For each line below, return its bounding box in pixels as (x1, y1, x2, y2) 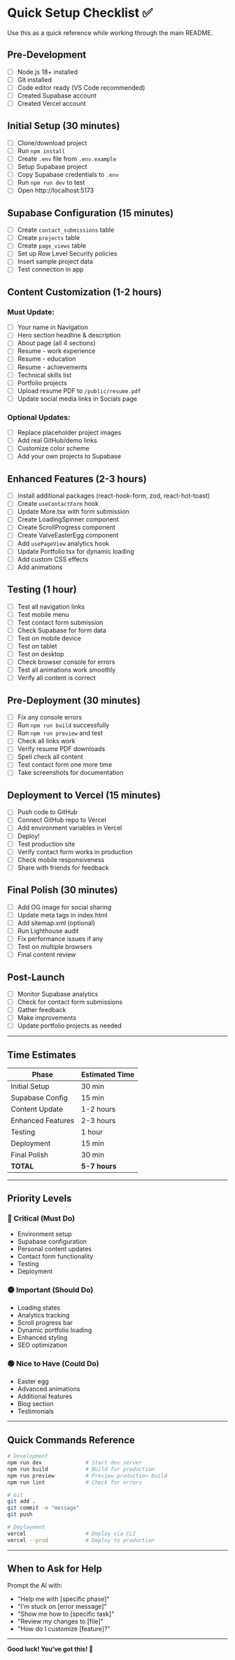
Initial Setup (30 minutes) (7, 120, 120, 132)
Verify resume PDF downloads (17, 745, 106, 753)
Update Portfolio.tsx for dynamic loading (17, 547, 134, 555)
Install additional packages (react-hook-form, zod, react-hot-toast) (17, 491, 211, 500)
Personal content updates (17, 1244, 92, 1253)
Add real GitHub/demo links (17, 437, 98, 445)
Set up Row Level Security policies (17, 249, 117, 258)
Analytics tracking (17, 1311, 70, 1320)
